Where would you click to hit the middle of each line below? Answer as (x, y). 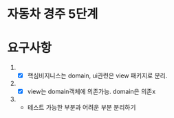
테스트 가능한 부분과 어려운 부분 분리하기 (81, 108)
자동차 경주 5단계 (53, 14)
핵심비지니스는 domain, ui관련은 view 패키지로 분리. (97, 75)
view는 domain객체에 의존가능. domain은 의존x (91, 92)
